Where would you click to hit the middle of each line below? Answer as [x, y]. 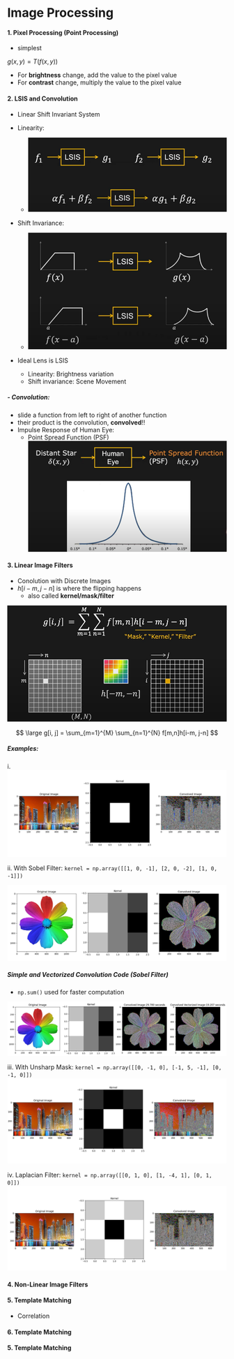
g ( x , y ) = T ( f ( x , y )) [32, 61]
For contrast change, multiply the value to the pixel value [99, 82]
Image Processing [60, 13]
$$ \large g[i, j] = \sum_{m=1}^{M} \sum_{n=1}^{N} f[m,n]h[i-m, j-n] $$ [117, 733]
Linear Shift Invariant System [58, 114]
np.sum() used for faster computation [71, 992]
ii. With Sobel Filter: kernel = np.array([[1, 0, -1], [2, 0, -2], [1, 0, [112, 868]
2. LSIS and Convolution [42, 98]
